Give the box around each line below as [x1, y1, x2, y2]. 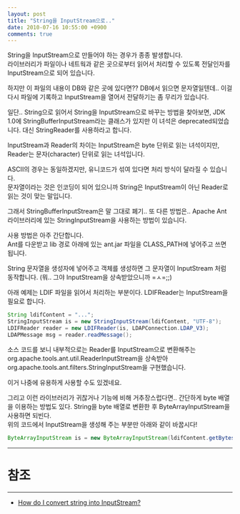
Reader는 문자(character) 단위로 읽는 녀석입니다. [7, 150, 145, 158]
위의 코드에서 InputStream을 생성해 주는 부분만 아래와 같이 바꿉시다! [7, 420, 198, 428]
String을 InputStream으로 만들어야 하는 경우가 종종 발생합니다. [7, 51, 184, 59]
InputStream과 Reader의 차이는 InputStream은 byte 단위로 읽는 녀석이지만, [7, 141, 220, 150]
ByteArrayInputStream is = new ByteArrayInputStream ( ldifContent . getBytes [7, 434, 235, 441]
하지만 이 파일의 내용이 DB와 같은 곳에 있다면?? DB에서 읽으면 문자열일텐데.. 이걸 [7, 84, 233, 93]
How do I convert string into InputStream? [17, 498, 141, 507]
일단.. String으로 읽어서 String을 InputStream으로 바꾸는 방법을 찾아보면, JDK [7, 108, 226, 116]
